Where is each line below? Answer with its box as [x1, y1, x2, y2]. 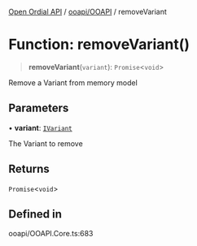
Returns [8, 162, 50, 176]
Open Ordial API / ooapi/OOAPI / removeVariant [8, 7, 167, 16]
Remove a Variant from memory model [8, 77, 138, 88]
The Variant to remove [8, 138, 83, 149]
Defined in [8, 207, 63, 221]
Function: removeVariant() [8, 36, 190, 54]
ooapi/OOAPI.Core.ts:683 [8, 229, 94, 239]
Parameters [8, 101, 69, 115]
